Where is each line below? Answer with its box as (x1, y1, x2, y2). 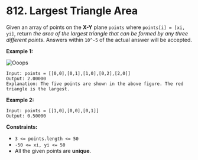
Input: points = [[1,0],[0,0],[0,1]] (6, 107, 99, 113)
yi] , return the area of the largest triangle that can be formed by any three (6, 30, 189, 37)
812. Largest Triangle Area (6, 4, 138, 18)
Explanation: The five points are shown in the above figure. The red (6, 81, 184, 87)
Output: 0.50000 (6, 113, 46, 119)
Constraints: (6, 123, 38, 130)
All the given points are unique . (14, 147, 92, 154)
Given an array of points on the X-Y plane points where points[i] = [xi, (6, 24, 185, 31)
